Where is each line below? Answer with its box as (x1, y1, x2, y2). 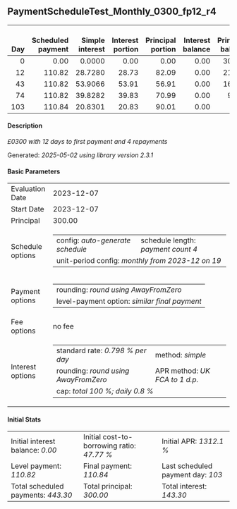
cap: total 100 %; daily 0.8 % (56, 386, 154, 396)
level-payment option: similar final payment (56, 296, 202, 306)
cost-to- (102, 432, 133, 442)
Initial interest (11, 436, 56, 446)
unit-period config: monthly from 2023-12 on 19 (56, 256, 221, 266)
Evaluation (11, 184, 46, 194)
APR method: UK (154, 366, 210, 376)
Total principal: (83, 482, 133, 491)
